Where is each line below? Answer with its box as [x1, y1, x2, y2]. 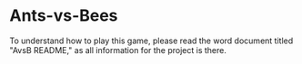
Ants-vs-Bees [9, 5, 118, 26]
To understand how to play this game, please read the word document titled [9, 35, 294, 46]
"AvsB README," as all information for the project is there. [9, 44, 227, 55]
